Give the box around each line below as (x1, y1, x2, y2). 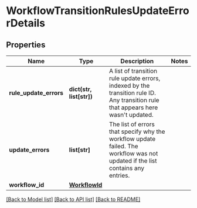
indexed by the (108, 82, 150, 89)
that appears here (108, 103, 158, 112)
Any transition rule (108, 96, 159, 104)
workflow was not (108, 150, 158, 157)
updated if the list (108, 157, 157, 165)
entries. (108, 171, 130, 179)
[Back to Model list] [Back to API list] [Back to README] (6, 196, 141, 203)
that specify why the (108, 127, 165, 136)
